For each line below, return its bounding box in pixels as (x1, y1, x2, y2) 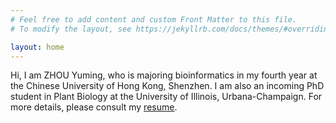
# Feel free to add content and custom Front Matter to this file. (10, 14, 298, 25)
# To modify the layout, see (10, 24, 132, 34)
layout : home (10, 42, 65, 52)
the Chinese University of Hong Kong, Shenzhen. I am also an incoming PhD (10, 80, 325, 92)
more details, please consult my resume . (10, 101, 178, 113)
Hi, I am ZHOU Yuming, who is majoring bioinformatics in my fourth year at (10, 69, 318, 81)
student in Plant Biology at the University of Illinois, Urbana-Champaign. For (10, 91, 323, 103)
